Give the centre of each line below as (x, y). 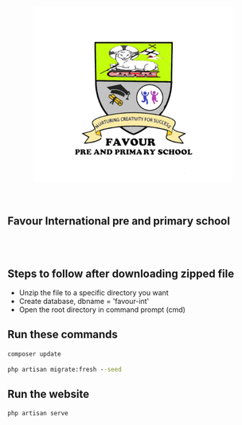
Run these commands (63, 335)
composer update (34, 354)
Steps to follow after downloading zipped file (121, 273)
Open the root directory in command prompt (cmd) (102, 310)
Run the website (48, 394)
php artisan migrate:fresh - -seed (65, 369)
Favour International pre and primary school (119, 221)
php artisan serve (38, 413)
